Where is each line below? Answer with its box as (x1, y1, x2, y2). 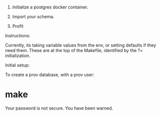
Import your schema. (12, 14, 55, 19)
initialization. (5, 53, 30, 58)
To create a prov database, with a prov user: (5, 72, 95, 78)
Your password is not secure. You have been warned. (5, 105, 113, 111)
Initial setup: (5, 62, 30, 68)
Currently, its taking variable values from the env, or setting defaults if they (5, 42, 156, 48)
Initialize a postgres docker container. (12, 4, 88, 10)
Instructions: (5, 33, 30, 38)
